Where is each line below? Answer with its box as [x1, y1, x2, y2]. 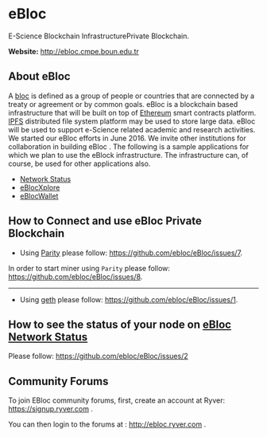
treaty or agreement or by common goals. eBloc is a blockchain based [8, 99, 238, 108]
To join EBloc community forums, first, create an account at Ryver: [8, 396, 226, 405]
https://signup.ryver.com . [8, 404, 94, 414]
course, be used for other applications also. [8, 159, 151, 168]
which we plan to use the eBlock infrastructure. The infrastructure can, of [8, 150, 249, 159]
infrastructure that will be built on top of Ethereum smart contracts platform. [8, 108, 257, 117]
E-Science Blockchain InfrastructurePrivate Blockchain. [8, 31, 189, 41]
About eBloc [8, 69, 71, 84]
